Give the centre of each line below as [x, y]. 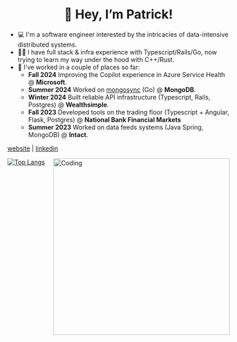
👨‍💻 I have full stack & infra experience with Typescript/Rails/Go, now [117, 52]
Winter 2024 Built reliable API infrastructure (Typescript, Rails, [119, 97]
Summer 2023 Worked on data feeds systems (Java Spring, [116, 127]
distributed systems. [47, 45]
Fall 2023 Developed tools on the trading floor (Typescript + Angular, [128, 112]
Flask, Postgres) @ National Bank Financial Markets [104, 119]
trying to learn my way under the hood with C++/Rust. [96, 59]
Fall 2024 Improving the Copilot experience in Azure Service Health [127, 74]
